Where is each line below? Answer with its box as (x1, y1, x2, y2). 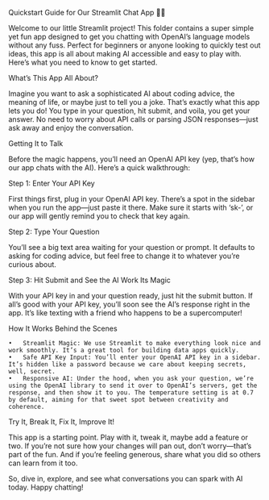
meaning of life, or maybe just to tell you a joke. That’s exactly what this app (8, 98, 260, 106)
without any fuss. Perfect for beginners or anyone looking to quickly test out (8, 40, 261, 50)
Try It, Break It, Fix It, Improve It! (8, 417, 115, 427)
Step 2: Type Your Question (8, 227, 100, 236)
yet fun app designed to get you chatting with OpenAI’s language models (8, 32, 250, 41)
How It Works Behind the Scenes (8, 323, 118, 333)
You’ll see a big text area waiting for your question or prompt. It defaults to (8, 243, 255, 252)
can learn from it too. (8, 458, 78, 468)
